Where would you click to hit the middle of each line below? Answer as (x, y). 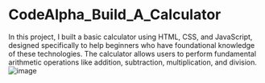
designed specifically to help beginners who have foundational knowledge (132, 45)
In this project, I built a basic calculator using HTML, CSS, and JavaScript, (130, 37)
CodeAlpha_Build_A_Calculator (115, 15)
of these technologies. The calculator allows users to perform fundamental (132, 53)
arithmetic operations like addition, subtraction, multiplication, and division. (133, 62)
